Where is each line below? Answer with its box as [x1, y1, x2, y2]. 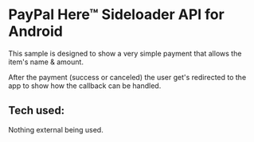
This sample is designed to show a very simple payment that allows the [8, 48, 242, 58]
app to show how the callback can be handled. [8, 81, 162, 90]
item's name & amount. [8, 57, 84, 67]
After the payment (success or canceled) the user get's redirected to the [8, 72, 247, 82]
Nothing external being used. [8, 125, 104, 134]
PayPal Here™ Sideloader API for [8, 6, 225, 24]
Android [8, 22, 64, 40]
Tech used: [8, 104, 65, 117]
